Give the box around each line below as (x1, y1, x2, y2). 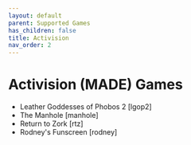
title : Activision (8, 33, 69, 42)
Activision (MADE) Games (8, 76, 183, 94)
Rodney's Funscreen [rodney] (19, 127, 118, 137)
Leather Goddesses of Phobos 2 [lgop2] (19, 102, 153, 112)
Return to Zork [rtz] (19, 119, 84, 128)
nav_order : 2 (8, 41, 52, 49)
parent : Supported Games (8, 19, 91, 27)
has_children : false (8, 26, 77, 34)
